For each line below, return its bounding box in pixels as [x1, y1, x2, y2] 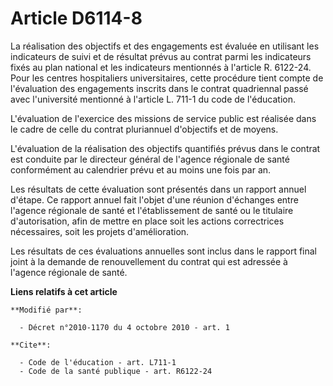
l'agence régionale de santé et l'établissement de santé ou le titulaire [10, 204, 294, 216]
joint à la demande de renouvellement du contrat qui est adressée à [10, 255, 288, 267]
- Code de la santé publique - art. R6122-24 [19, 366, 213, 376]
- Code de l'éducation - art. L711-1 [19, 357, 177, 367]
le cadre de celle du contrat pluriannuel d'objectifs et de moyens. [10, 123, 279, 135]
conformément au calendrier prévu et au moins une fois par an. [10, 163, 272, 176]
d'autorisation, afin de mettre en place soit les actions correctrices [10, 215, 285, 227]
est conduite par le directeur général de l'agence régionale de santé [10, 153, 290, 165]
